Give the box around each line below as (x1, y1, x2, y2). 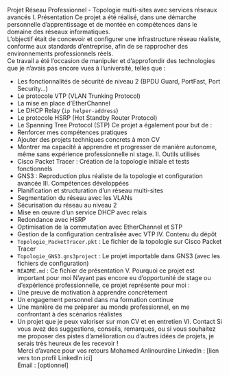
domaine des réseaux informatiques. (7, 27, 111, 36)
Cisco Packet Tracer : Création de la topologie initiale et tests (16, 158, 190, 165)
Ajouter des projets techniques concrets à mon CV (16, 136, 160, 143)
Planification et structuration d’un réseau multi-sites (16, 186, 164, 195)
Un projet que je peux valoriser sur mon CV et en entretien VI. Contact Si (16, 318, 223, 325)
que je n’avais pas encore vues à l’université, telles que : (7, 64, 166, 72)
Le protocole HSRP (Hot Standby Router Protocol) (16, 114, 158, 122)
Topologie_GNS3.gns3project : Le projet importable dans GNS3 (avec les (16, 252, 221, 260)
